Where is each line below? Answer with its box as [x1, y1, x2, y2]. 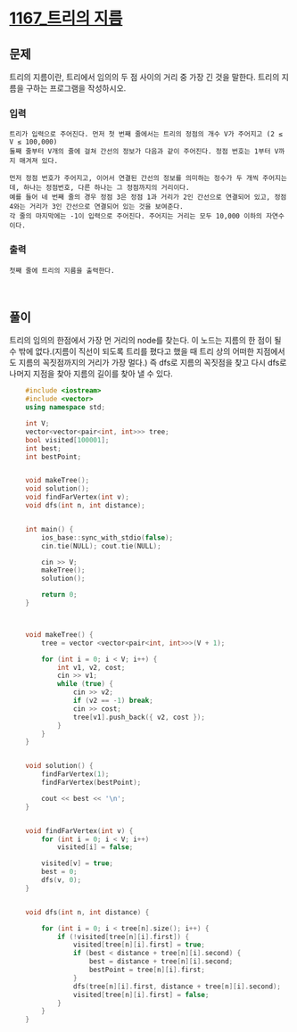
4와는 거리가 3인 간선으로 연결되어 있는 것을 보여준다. [9, 202, 185, 211]
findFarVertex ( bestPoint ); [41, 778, 142, 788]
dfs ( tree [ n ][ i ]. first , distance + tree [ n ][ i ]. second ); [72, 982, 281, 991]
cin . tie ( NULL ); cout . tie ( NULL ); [41, 541, 162, 550]
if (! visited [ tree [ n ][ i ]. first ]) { [56, 932, 190, 941]
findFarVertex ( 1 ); [41, 770, 110, 779]
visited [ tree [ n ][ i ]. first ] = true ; [72, 940, 205, 950]
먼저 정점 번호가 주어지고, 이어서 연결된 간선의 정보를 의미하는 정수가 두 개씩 [9, 174, 259, 183]
